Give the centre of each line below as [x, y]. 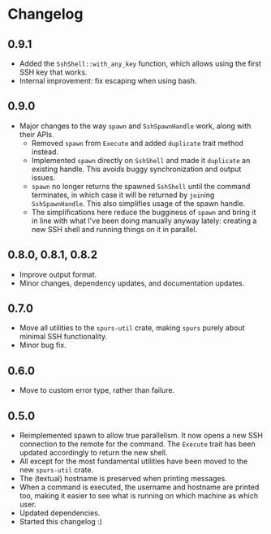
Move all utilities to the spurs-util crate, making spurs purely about [132, 328]
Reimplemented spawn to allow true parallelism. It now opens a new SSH [141, 436]
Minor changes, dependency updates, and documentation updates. [132, 283]
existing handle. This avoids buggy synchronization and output [136, 169]
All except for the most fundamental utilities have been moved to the [133, 461]
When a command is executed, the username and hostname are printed [139, 487]
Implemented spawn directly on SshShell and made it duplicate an [141, 160]
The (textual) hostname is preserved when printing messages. [123, 479]
